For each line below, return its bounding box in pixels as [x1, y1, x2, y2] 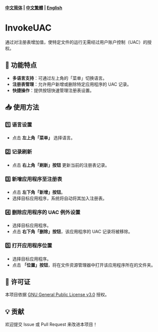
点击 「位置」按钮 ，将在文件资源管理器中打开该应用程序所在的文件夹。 [12, 262, 156, 268]
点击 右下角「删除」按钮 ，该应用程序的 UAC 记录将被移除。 [12, 229, 133, 235]
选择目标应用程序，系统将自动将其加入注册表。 [12, 195, 107, 201]
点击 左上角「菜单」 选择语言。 [12, 135, 75, 141]
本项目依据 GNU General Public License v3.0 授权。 [5, 292, 109, 298]
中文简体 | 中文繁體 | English [5, 5, 62, 10]
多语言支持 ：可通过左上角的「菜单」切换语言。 [12, 75, 107, 81]
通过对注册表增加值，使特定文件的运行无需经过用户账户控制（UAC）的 [5, 39, 148, 45]
